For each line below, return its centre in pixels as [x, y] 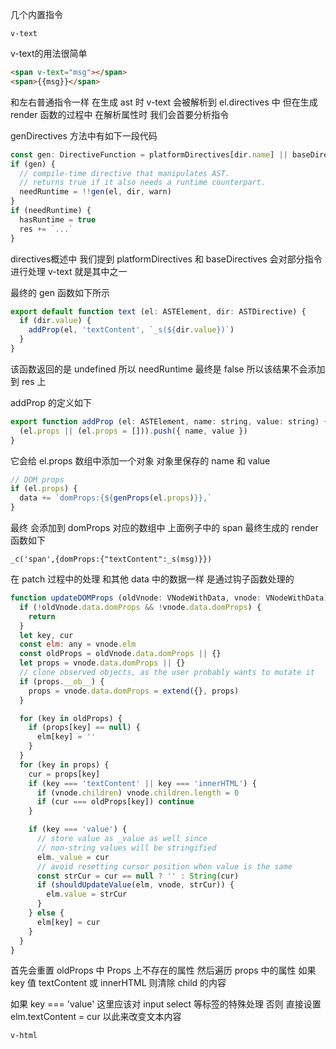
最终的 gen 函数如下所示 [60, 292]
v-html [24, 1036]
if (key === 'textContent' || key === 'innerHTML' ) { [142, 783]
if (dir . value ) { [55, 321]
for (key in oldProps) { [71, 718]
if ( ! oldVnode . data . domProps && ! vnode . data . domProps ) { [140, 607]
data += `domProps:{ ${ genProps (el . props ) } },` [116, 498]
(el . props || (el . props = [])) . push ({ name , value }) [133, 431]
